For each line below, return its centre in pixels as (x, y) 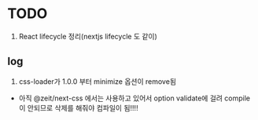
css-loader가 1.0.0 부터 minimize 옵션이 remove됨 (98, 81)
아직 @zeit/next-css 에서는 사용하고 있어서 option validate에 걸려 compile (135, 98)
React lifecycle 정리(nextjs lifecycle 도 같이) (88, 36)
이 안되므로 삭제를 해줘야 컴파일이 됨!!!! (78, 107)
